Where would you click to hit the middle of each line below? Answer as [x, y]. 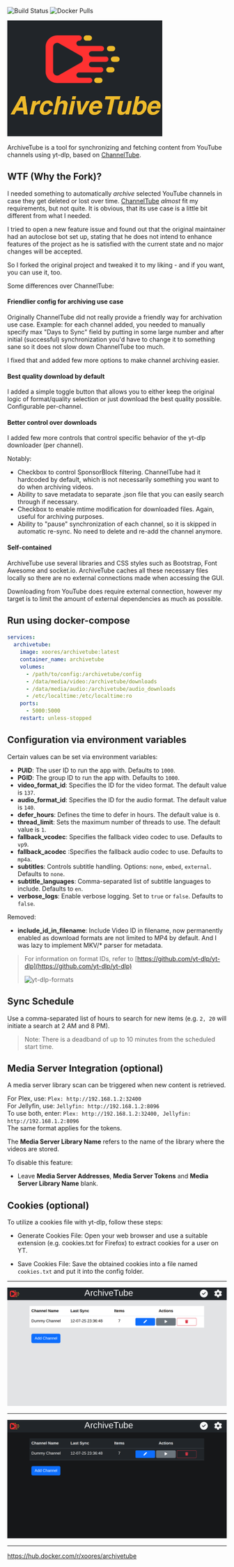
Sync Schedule [41, 1002]
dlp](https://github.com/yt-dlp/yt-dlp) [78, 966]
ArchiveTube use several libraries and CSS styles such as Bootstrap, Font [112, 563]
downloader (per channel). [45, 445]
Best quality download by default [56, 376]
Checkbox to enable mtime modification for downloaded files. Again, [116, 509]
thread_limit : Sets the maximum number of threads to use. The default [119, 822]
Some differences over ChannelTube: [61, 286]
